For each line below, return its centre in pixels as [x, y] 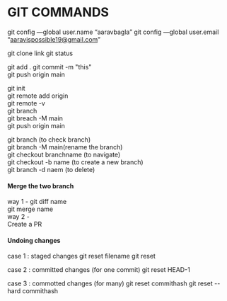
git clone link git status [40, 53]
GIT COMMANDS [58, 12]
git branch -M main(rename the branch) [65, 147]
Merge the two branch [41, 186]
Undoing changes [34, 240]
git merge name [30, 209]
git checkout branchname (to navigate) [64, 154]
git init [17, 88]
